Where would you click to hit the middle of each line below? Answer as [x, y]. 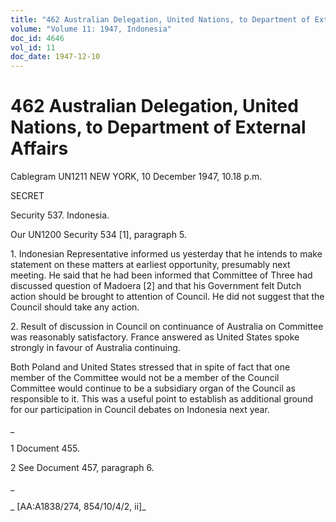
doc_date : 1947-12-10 [55, 57]
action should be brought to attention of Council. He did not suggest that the [167, 297]
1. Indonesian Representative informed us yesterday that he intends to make [166, 254]
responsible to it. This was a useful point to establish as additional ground [161, 399]
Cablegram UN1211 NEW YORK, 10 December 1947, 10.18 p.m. [136, 177]
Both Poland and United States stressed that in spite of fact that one [150, 367]
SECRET [27, 196]
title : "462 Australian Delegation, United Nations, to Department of [160, 19]
